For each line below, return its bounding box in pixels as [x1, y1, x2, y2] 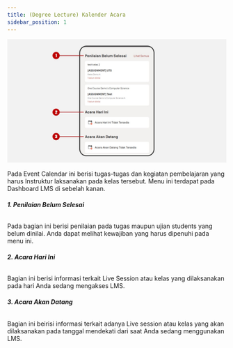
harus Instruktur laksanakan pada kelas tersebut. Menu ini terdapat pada [7, 177, 215, 185]
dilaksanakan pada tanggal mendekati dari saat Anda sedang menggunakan [7, 326, 225, 335]
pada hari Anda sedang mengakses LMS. [7, 282, 125, 290]
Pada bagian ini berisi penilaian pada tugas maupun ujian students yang [7, 222, 213, 230]
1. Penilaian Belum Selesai [7, 200, 85, 209]
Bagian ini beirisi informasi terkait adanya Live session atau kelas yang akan [7, 319, 225, 328]
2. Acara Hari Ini [7, 252, 56, 261]
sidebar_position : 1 [7, 18, 67, 26]
